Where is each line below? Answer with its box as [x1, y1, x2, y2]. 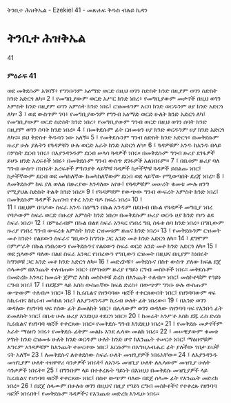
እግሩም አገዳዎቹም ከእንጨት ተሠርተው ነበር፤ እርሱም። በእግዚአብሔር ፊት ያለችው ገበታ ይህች [7, 343, 219, 351]
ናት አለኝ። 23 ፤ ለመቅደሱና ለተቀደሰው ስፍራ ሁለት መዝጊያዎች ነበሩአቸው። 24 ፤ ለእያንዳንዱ [7, 351, 218, 359]
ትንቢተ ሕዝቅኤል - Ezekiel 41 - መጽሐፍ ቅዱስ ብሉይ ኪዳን [7, 6, 148, 14]
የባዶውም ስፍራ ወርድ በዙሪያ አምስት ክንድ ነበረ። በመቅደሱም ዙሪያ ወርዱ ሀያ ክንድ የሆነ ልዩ [7, 210, 214, 219]
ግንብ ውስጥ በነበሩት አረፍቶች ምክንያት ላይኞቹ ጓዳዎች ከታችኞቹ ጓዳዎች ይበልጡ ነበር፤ [7, 164, 202, 173]
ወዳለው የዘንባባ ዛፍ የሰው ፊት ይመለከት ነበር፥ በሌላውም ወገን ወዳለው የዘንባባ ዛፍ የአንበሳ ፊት [7, 304, 223, 313]
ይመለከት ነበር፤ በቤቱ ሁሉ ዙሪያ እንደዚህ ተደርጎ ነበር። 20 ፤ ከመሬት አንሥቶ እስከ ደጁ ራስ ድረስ [7, 312, 221, 320]
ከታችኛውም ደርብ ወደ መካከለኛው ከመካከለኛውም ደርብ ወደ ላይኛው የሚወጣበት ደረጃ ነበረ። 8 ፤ [7, 172, 225, 180]
